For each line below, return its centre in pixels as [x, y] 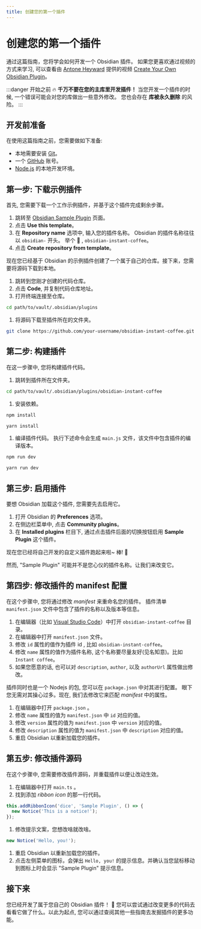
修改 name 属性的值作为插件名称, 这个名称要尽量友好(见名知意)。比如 [99, 652]
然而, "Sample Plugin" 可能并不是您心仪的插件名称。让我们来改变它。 [91, 565]
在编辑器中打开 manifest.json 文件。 [60, 637]
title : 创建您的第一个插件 [36, 12]
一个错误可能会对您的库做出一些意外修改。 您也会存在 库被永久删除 [97, 96]
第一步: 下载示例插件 [44, 189]
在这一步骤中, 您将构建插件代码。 [47, 367]
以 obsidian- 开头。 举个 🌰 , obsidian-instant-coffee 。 [83, 240]
